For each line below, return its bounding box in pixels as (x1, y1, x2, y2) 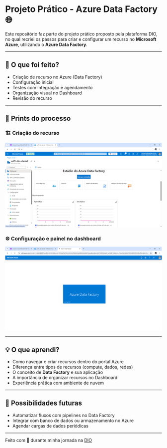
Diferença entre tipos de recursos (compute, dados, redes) (12, 364, 133, 370)
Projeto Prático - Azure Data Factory (5, 3, 158, 15)
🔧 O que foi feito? (5, 61, 60, 69)
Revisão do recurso (12, 95, 52, 101)
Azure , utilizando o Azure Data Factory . (5, 41, 88, 47)
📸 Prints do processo (5, 114, 71, 123)
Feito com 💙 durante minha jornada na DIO (5, 437, 92, 443)
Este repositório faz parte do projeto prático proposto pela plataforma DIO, (5, 31, 158, 37)
